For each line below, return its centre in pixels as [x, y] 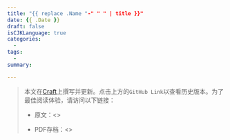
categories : [24, 39]
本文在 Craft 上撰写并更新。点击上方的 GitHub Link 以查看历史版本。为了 [124, 91]
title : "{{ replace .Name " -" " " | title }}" [75, 13]
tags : [15, 52]
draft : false [26, 26]
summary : [20, 65]
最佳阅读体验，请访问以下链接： [69, 100]
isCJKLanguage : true [37, 33]
